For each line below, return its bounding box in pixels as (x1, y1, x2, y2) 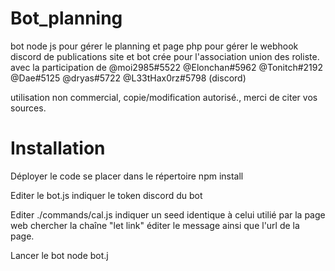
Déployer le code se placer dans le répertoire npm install (10, 170, 244, 182)
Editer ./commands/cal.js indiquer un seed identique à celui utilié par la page (10, 208, 326, 221)
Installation (10, 137, 106, 160)
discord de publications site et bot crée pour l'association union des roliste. (10, 50, 320, 62)
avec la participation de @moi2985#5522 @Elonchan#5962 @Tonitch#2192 (10, 61, 323, 73)
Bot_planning (10, 7, 123, 30)
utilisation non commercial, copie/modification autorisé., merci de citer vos (10, 91, 318, 103)
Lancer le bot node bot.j (10, 249, 109, 261)
